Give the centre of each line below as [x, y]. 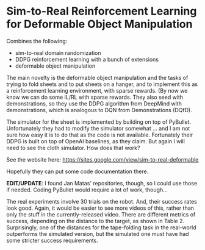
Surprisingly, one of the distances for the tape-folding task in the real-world [101, 227]
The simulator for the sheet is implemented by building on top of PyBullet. [99, 122]
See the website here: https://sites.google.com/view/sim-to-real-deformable [103, 159]
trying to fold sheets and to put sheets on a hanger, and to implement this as [102, 84]
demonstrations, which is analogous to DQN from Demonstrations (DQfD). [99, 110]
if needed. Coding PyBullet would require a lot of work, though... [87, 190]
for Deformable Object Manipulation [99, 24]
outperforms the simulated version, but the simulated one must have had [98, 234]
